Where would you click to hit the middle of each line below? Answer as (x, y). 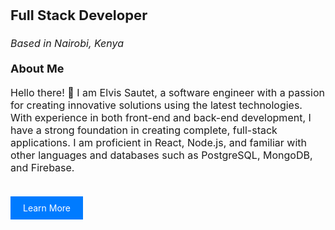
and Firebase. (42, 167)
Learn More (47, 208)
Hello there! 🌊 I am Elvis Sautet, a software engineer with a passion (167, 92)
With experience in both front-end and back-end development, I (161, 117)
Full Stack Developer (79, 15)
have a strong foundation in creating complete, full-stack (144, 130)
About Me (37, 69)
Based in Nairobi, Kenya (67, 43)
